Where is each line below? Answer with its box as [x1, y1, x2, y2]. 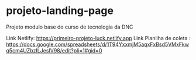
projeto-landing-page [6, 4, 114, 17]
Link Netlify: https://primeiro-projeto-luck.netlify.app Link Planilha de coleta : [6, 34, 191, 41]
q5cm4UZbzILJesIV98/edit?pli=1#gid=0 [6, 47, 102, 54]
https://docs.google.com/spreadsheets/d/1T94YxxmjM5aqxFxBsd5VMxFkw [6, 41, 189, 48]
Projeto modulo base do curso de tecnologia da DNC [6, 23, 133, 30]
